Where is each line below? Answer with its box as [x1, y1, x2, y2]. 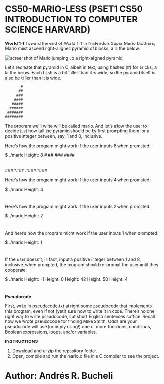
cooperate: [5, 267, 27, 273]
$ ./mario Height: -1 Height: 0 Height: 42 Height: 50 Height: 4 [5, 277, 128, 282]
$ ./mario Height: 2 [5, 213, 43, 218]
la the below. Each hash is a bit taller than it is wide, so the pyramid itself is [5, 69, 156, 75]
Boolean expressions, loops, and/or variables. [5, 329, 97, 335]
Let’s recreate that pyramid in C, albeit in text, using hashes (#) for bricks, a [5, 64, 157, 70]
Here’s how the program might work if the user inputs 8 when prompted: [5, 143, 151, 149]
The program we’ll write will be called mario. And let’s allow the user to [5, 123, 147, 128]
